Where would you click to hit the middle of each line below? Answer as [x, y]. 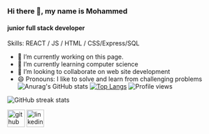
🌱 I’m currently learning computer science [78, 64]
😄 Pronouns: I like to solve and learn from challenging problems [110, 79]
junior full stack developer [46, 28]
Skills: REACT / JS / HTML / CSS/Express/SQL [73, 43]
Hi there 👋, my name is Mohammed [67, 11]
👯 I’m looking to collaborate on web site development [94, 72]
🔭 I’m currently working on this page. [70, 57]
